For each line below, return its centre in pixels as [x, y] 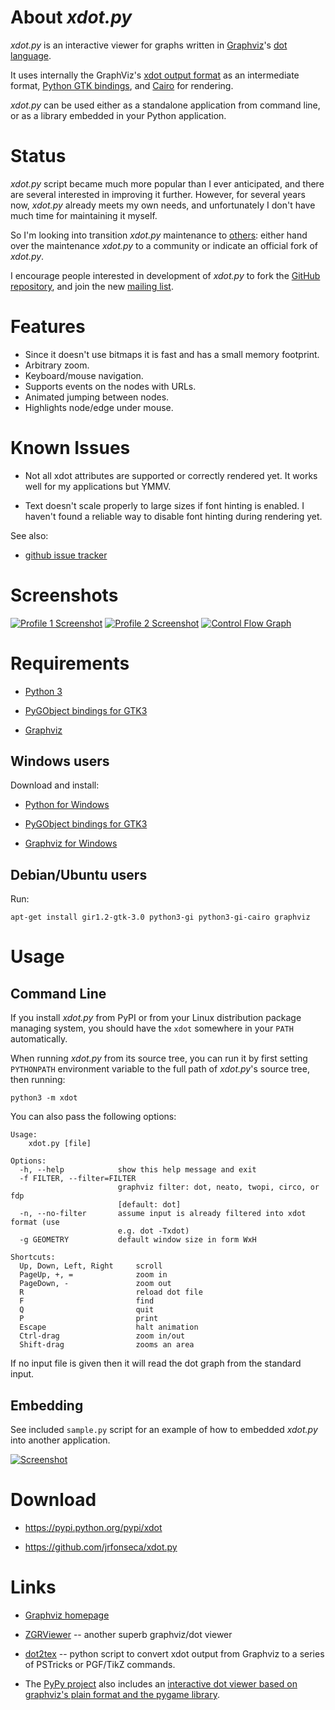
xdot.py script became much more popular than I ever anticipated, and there [167, 183]
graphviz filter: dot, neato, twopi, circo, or [218, 1187]
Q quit [87, 1310]
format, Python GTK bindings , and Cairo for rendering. [122, 85]
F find [87, 1301]
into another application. [60, 1440]
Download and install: [55, 785]
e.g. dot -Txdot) [153, 1231]
